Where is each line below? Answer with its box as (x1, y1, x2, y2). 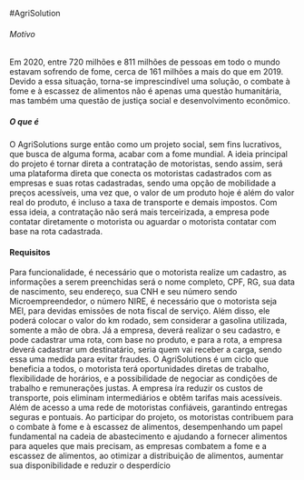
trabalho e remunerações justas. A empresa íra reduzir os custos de (9, 383, 263, 394)
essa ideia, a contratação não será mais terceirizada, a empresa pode (9, 206, 270, 217)
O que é (9, 115, 39, 126)
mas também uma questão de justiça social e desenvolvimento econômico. (9, 95, 290, 106)
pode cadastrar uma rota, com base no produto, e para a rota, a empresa (9, 335, 283, 345)
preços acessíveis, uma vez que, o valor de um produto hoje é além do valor (9, 187, 295, 198)
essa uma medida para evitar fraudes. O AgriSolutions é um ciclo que (9, 354, 270, 365)
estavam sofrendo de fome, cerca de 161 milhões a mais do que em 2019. (9, 66, 284, 77)
